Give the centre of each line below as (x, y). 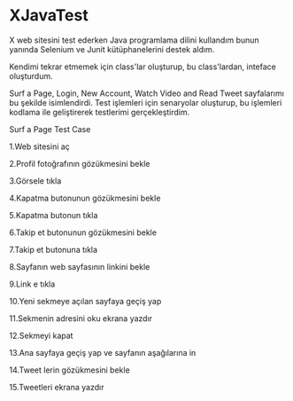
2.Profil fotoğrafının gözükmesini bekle (80, 163)
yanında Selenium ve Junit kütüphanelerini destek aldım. (112, 49)
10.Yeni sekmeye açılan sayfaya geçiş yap (85, 301)
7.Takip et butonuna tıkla (54, 249)
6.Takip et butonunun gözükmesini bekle (83, 232)
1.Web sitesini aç (40, 146)
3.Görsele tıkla (35, 181)
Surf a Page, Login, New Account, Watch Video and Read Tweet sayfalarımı (147, 93)
